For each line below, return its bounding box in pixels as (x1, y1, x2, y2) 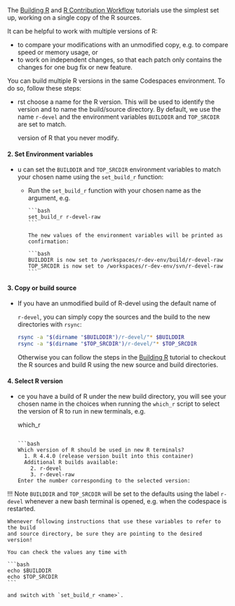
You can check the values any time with (7, 549, 128, 556)
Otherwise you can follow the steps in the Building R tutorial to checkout (17, 353, 227, 362)
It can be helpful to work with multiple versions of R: (7, 27, 158, 35)
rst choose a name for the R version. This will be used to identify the (17, 98, 215, 106)
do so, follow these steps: (7, 84, 82, 92)
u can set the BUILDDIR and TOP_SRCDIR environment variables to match (17, 165, 221, 174)
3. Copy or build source (7, 284, 77, 292)
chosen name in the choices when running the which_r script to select (17, 400, 220, 408)
